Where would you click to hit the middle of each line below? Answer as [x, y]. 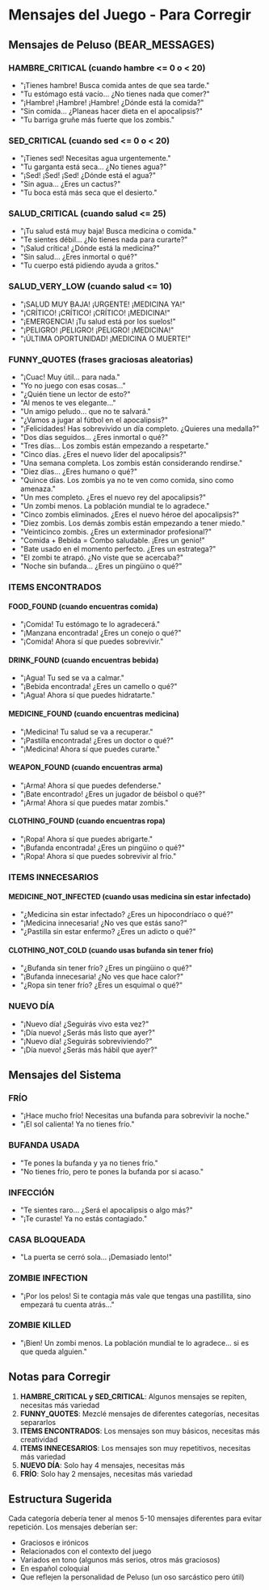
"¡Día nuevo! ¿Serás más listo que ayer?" [88, 1032]
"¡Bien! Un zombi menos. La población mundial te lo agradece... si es [134, 1343]
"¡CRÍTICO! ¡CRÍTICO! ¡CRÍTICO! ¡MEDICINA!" [95, 312]
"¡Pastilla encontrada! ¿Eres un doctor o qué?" [97, 740]
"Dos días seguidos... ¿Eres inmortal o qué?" [94, 438]
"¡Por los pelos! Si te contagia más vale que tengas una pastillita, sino [136, 1296]
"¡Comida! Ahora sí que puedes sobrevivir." [92, 641]
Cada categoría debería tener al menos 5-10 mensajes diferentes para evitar [135, 1519]
